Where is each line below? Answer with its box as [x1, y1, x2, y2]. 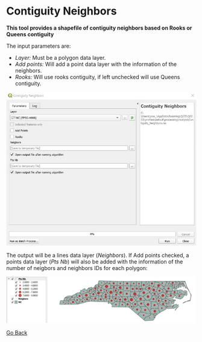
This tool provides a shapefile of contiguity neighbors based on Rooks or [6, 24, 192, 31]
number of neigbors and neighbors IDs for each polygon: [6, 265, 148, 272]
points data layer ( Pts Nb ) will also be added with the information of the [6, 258, 183, 265]
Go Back [6, 329, 28, 337]
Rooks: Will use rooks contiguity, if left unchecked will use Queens [14, 73, 180, 80]
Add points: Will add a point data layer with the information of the [14, 60, 177, 68]
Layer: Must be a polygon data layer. [14, 54, 106, 61]
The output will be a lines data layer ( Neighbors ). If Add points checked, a [6, 252, 189, 259]
